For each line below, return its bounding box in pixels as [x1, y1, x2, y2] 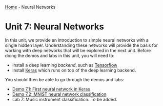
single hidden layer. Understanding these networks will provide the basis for [5, 42, 158, 48]
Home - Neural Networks [5, 4, 56, 10]
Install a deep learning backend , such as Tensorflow [12, 62, 118, 68]
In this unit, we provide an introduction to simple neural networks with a [5, 37, 149, 43]
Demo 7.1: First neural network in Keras [12, 86, 90, 92]
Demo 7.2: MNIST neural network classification [12, 91, 106, 97]
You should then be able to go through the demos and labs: [5, 76, 124, 82]
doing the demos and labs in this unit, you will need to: [5, 53, 115, 58]
